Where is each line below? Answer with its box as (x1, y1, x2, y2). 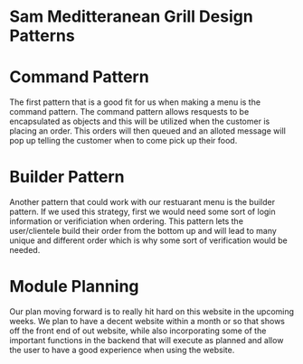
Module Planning (9, 276, 139, 297)
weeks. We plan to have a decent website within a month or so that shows (9, 316, 285, 326)
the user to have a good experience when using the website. (9, 345, 235, 355)
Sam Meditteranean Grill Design (9, 6, 253, 27)
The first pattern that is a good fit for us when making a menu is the (9, 97, 260, 107)
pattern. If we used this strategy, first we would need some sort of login (9, 206, 276, 218)
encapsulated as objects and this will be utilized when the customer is (9, 116, 270, 127)
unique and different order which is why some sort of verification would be (9, 235, 288, 246)
